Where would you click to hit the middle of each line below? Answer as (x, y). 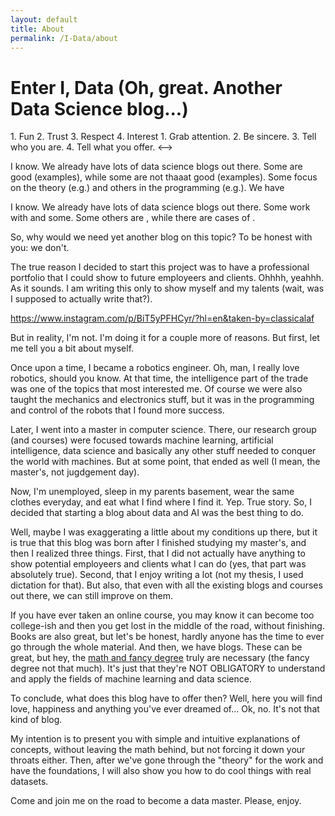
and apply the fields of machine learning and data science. (131, 679)
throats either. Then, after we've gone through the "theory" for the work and (167, 760)
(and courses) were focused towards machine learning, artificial (142, 440)
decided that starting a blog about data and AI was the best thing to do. (157, 513)
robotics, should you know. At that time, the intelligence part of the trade (159, 378)
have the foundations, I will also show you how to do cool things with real (161, 771)
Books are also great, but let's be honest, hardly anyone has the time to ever (167, 637)
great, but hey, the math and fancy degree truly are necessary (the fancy (160, 658)
